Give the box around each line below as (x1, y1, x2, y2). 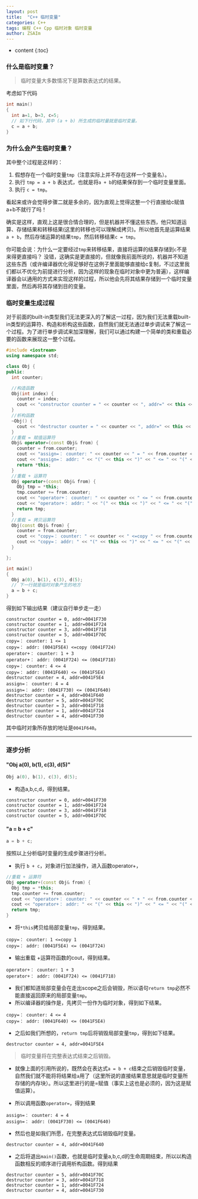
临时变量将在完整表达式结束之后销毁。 (20, 1053, 114, 1060)
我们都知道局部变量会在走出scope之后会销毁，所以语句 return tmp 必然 (14, 985, 186, 992)
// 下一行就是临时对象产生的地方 (11, 582, 81, 588)
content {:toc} (14, 47, 49, 54)
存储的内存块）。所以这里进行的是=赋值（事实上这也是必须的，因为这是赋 (14, 1080, 192, 1087)
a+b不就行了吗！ (6, 206, 47, 213)
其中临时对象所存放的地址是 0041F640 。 (6, 724, 100, 731)
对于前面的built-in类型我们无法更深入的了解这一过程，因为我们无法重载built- (6, 314, 191, 321)
